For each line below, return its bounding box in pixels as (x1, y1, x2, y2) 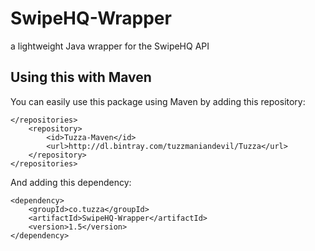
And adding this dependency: (10, 176, 132, 188)
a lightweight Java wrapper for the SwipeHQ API (10, 40, 210, 52)
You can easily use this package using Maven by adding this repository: (10, 95, 306, 107)
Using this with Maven (10, 69, 152, 86)
